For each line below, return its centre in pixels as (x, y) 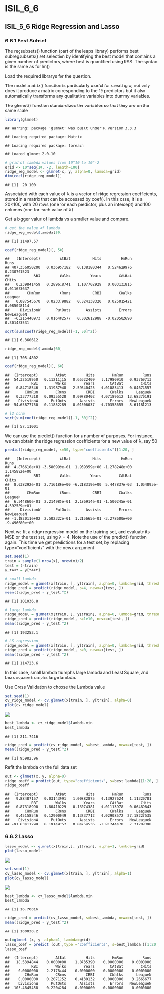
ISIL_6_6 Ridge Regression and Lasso (62, 27)
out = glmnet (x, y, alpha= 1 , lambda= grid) (48, 940)
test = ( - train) (21, 565)
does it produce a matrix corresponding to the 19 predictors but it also (75, 90)
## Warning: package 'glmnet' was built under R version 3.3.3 (71, 128)
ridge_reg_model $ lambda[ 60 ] (34, 349)
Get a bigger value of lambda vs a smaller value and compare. (68, 219)
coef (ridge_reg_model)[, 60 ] (35, 366)
